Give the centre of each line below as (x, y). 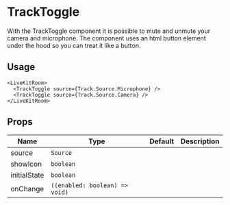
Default (162, 141)
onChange (27, 189)
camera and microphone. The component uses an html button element (107, 38)
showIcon (26, 164)
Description (200, 141)
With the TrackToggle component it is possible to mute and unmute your (109, 31)
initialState (27, 175)
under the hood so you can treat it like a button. (74, 45)
